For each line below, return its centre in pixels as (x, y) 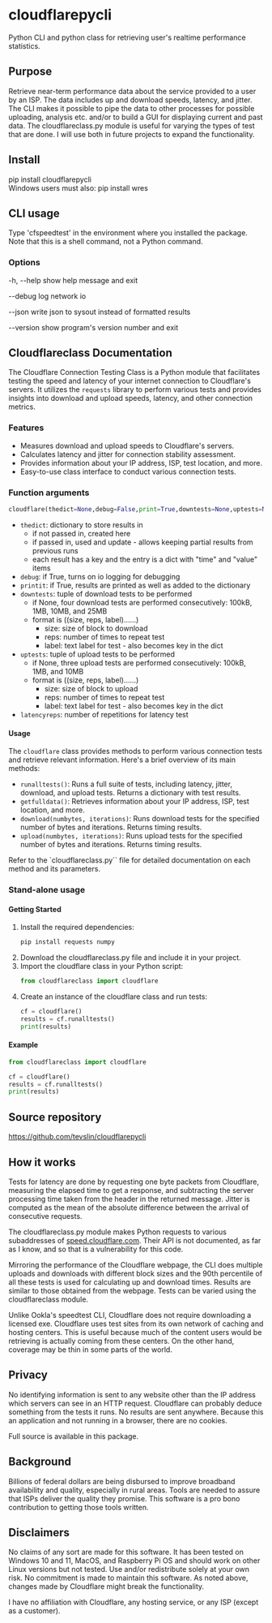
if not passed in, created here (81, 533)
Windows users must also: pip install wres (78, 187)
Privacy (28, 1375)
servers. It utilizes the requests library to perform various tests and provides (135, 390)
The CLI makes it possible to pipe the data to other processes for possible (132, 108)
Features (26, 428)
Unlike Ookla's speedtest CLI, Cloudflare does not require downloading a (130, 1315)
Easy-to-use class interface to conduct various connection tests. (128, 471)
